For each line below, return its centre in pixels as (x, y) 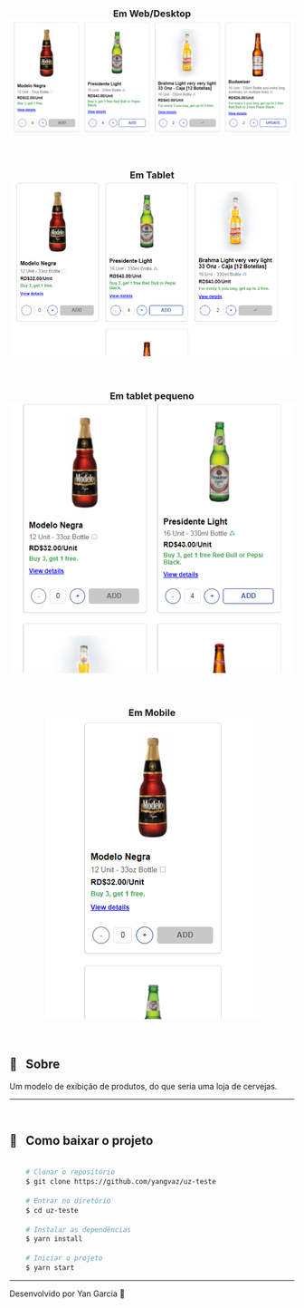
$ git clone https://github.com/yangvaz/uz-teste (121, 1182)
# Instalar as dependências (78, 1230)
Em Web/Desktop (152, 14)
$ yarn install (54, 1239)
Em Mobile (152, 712)
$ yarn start (50, 1268)
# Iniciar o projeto (64, 1258)
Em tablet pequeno (152, 396)
